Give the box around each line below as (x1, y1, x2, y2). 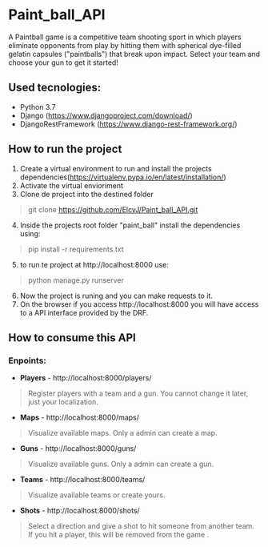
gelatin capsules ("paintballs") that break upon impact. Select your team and (8, 49, 261, 58)
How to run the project (8, 143, 122, 156)
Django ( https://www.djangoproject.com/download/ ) (19, 111, 194, 120)
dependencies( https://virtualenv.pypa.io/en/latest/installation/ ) (19, 172, 226, 182)
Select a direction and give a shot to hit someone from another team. (27, 521, 254, 531)
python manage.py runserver (27, 275, 124, 285)
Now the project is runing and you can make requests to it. (19, 291, 214, 300)
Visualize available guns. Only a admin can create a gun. (27, 459, 214, 469)
